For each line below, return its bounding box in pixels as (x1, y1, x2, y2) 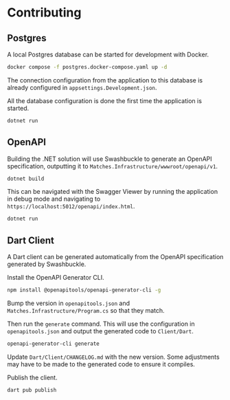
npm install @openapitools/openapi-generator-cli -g (7, 287, 161, 293)
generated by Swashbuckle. (7, 260, 87, 269)
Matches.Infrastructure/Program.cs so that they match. (7, 307, 165, 314)
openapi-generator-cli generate (7, 340, 100, 347)
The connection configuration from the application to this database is (7, 76, 203, 84)
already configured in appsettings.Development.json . (7, 83, 157, 91)
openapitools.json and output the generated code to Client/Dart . (7, 327, 194, 335)
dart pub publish (7, 386, 57, 393)
